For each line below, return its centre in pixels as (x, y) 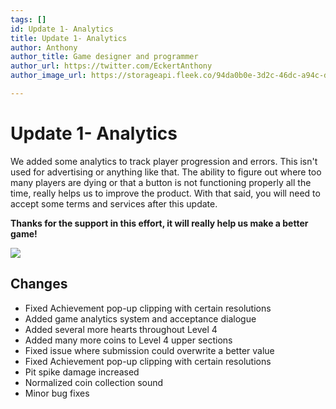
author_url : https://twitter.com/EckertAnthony (111, 66)
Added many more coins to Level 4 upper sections (128, 340)
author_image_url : (48, 76)
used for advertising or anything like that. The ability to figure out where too (166, 172)
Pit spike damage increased (82, 372)
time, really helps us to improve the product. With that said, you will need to (165, 193)
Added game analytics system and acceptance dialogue (140, 318)
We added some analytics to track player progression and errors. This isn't (164, 161)
